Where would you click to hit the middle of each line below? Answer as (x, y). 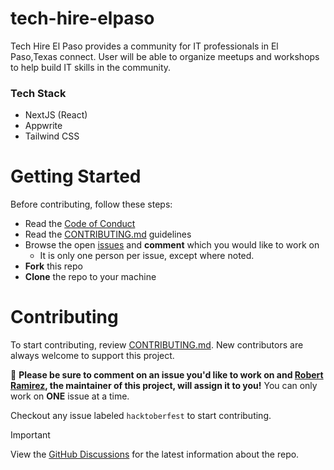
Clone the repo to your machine (90, 277)
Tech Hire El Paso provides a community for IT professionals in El (144, 46)
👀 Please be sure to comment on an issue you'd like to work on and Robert (167, 375)
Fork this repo (53, 266)
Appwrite (43, 126)
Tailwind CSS (52, 136)
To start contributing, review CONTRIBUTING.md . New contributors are (157, 345)
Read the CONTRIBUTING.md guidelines (108, 234)
